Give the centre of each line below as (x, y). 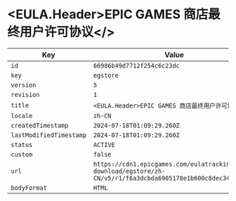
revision (25, 95)
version (24, 85)
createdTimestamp (40, 125)
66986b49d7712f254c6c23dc (137, 65)
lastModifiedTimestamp (48, 135)
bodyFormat (29, 188)
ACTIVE (104, 144)
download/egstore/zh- (129, 171)
